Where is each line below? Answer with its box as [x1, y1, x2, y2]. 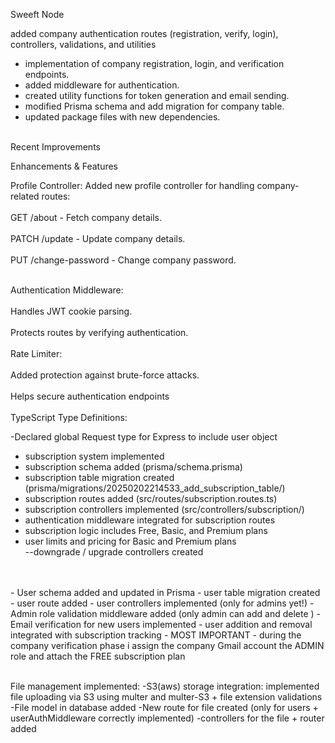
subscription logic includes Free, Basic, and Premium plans [24, 525, 268, 536]
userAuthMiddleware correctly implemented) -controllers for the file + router [10, 712, 325, 724]
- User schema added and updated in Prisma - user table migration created [10, 587, 321, 598]
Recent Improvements [10, 141, 101, 153]
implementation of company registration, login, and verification [24, 58, 285, 69]
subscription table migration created [24, 472, 175, 483]
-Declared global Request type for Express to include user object [10, 431, 278, 443]
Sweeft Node [10, 9, 65, 20]
